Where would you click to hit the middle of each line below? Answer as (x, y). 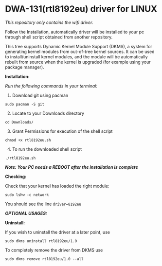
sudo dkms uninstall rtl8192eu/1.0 (41, 241)
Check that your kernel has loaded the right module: (57, 186)
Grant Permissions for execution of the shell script (62, 131)
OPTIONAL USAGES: (26, 213)
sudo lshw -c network (27, 195)
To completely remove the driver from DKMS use (54, 250)
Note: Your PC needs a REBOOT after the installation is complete (72, 167)
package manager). (25, 67)
